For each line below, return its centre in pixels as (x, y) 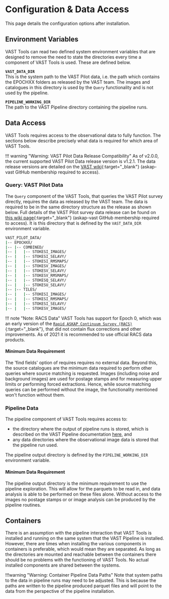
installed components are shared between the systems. (63, 565)
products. (15, 340)
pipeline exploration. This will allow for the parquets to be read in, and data (83, 488)
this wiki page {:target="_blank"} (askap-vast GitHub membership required (82, 218)
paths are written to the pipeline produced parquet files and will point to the (84, 586)
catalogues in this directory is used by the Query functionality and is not (79, 87)
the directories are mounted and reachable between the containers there (81, 554)
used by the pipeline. (27, 93)
